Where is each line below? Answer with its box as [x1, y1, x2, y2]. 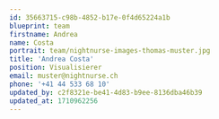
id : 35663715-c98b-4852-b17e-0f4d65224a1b [9, 13, 171, 22]
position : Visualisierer [9, 64, 102, 72]
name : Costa [9, 38, 54, 47]
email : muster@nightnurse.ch [9, 72, 118, 81]
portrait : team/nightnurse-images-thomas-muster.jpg [9, 47, 211, 55]
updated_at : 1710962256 [9, 96, 99, 106]
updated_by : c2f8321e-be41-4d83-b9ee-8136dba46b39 [9, 88, 203, 97]
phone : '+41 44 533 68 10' [9, 80, 110, 89]
